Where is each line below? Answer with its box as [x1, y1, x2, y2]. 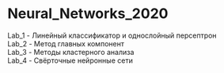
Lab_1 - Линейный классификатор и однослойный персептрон [7, 31, 217, 40]
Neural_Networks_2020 [7, 5, 169, 23]
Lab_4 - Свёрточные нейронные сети [7, 56, 134, 65]
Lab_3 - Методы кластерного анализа [7, 47, 135, 57]
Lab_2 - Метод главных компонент [7, 38, 124, 48]
